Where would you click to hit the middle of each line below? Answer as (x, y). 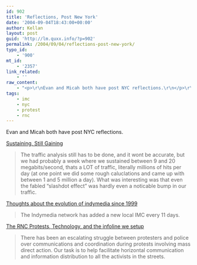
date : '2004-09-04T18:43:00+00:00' (50, 22)
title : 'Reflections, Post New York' (52, 17)
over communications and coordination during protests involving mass (105, 244)
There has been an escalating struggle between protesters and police (104, 238)
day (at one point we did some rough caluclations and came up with (102, 173)
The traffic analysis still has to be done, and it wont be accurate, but (102, 155)
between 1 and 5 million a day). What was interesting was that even (101, 180)
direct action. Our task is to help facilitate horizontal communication (102, 250)
